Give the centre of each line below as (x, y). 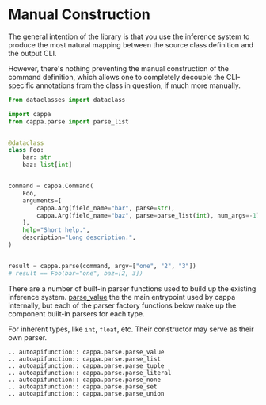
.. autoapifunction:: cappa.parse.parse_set (83, 386)
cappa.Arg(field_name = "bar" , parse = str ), (106, 208)
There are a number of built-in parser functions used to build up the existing (132, 288)
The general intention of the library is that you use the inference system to (129, 36)
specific (21, 85)
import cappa (30, 114)
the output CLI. (32, 53)
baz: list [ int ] (47, 165)
